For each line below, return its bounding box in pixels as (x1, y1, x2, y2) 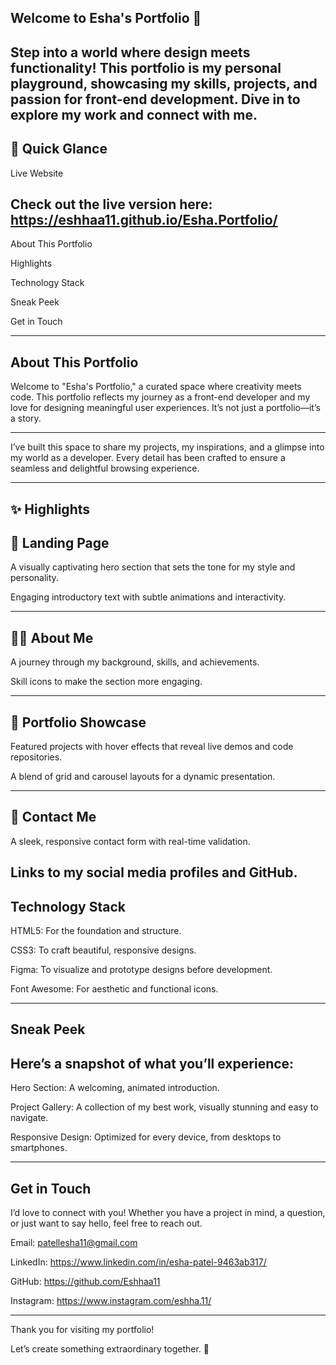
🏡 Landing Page (10, 535, 110, 551)
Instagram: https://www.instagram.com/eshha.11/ (10, 1295, 212, 1307)
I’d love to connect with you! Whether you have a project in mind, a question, (10, 1207, 326, 1219)
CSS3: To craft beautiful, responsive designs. (10, 944, 197, 956)
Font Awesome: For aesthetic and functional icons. (10, 983, 219, 995)
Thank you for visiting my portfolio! (10, 1324, 155, 1336)
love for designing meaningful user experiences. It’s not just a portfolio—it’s (10, 402, 321, 414)
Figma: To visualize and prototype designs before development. (10, 964, 273, 976)
